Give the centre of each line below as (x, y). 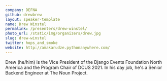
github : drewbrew (24, 15)
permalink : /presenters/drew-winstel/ (46, 29)
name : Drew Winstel (26, 24)
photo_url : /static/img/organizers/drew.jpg (53, 33)
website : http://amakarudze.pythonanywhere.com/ (58, 48)
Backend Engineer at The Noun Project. (46, 73)
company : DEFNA (21, 10)
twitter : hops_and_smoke (31, 43)
